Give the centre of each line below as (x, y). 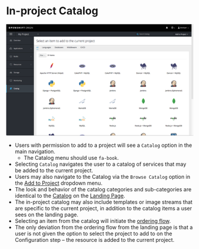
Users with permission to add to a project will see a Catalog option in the (103, 145)
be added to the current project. (54, 171)
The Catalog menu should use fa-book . (71, 158)
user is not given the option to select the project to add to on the (93, 234)
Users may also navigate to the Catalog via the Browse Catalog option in (102, 177)
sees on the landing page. (47, 215)
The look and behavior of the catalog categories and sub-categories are (103, 190)
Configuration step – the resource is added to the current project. (94, 240)
